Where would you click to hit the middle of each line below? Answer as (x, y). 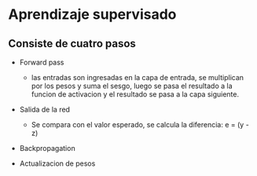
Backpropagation (48, 148)
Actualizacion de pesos (57, 163)
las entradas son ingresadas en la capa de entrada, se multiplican (138, 77)
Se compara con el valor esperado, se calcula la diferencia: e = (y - (140, 125)
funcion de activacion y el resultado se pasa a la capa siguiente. (135, 94)
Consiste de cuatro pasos (72, 44)
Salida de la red (45, 109)
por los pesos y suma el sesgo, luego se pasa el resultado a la (132, 86)
